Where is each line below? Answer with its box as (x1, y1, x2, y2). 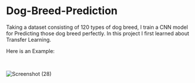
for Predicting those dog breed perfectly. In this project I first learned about (6, 29, 190, 36)
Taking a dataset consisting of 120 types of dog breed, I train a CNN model (6, 24, 188, 31)
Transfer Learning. (6, 36, 51, 43)
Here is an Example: (6, 47, 55, 54)
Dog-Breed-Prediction (6, 4, 118, 18)
